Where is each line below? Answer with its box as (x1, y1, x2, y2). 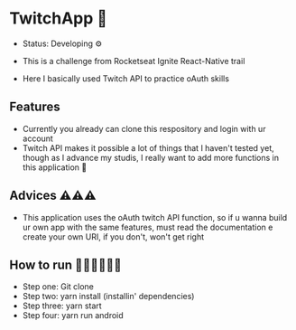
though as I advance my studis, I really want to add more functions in (22, 152, 280, 163)
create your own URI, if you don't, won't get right (22, 231, 205, 242)
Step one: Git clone (22, 281, 95, 292)
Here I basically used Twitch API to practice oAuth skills (22, 72, 230, 84)
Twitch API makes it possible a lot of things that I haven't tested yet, (22, 142, 274, 153)
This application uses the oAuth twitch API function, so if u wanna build (22, 212, 288, 222)
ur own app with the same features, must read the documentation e (22, 222, 273, 232)
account (22, 133, 54, 144)
